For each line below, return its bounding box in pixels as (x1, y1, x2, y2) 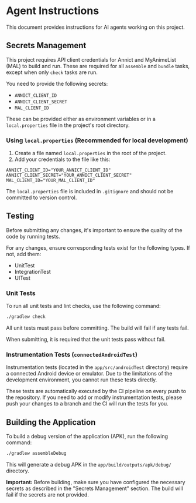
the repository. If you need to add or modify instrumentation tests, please (6, 394, 183, 401)
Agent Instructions (6, 4, 99, 18)
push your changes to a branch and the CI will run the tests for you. (6, 400, 169, 407)
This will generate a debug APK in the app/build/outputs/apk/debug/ (6, 461, 171, 468)
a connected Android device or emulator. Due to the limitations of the (6, 370, 173, 377)
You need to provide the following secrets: (6, 80, 108, 87)
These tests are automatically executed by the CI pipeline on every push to (6, 388, 186, 395)
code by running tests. (6, 233, 60, 240)
